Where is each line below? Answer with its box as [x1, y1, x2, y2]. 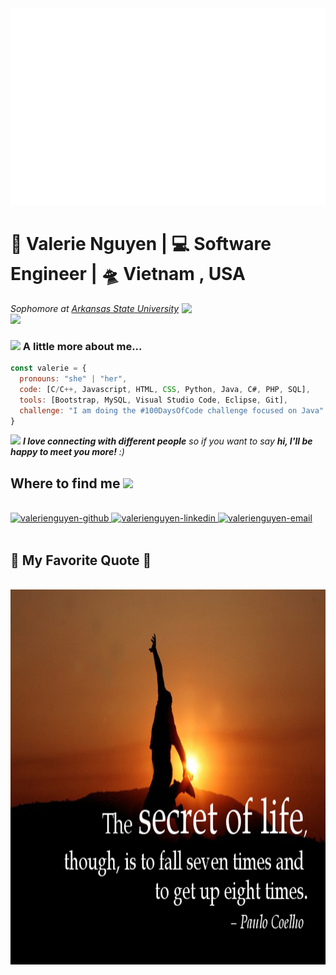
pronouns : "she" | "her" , [19, 374, 128, 384]
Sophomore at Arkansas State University [10, 302, 180, 314]
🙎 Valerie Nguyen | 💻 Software [10, 233, 272, 256]
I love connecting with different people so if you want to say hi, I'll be [22, 435, 313, 447]
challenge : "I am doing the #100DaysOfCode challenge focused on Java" [19, 405, 325, 416]
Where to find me [10, 475, 121, 492]
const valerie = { [10, 363, 87, 374]
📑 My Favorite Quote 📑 [10, 552, 152, 569]
